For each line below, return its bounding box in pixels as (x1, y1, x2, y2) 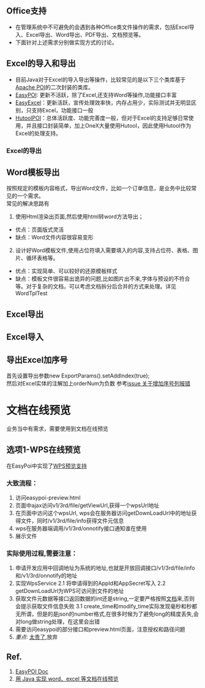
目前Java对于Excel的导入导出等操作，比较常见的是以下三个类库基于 (15, 75, 186, 83)
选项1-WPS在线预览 (6, 444, 81, 455)
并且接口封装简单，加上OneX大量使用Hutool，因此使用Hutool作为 (26, 122, 192, 129)
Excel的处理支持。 (15, 129, 62, 137)
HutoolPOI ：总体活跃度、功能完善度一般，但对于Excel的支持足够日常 (15, 114, 188, 122)
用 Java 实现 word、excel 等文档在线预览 (15, 675, 119, 682)
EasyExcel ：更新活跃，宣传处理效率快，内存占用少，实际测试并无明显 (15, 99, 192, 106)
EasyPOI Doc (15, 668, 49, 675)
